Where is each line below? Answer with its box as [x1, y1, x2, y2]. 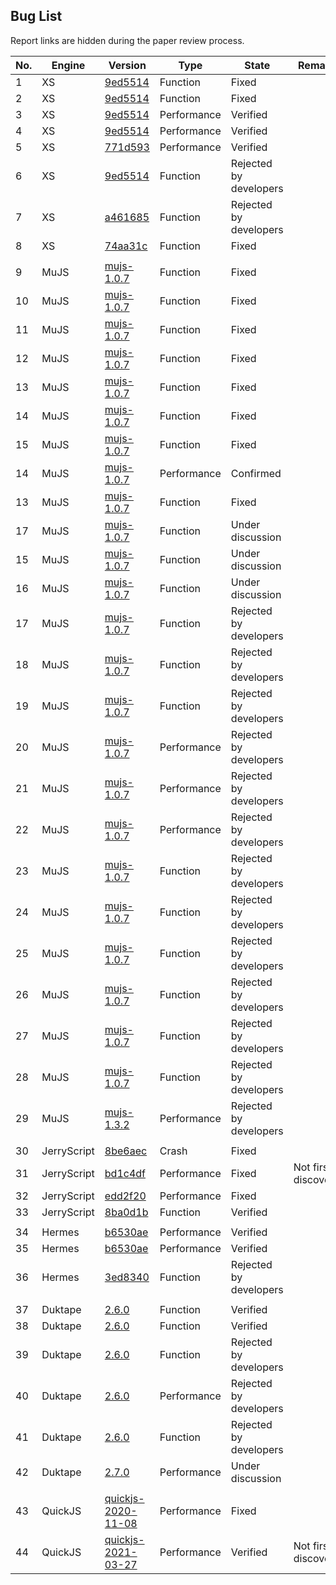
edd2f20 [104, 1189, 147, 1203]
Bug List [10, 8, 63, 25]
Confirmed [230, 466, 282, 480]
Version [108, 58, 147, 72]
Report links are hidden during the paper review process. [10, 34, 245, 46]
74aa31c [104, 239, 148, 253]
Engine [51, 58, 86, 72]
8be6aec [104, 1144, 148, 1158]
